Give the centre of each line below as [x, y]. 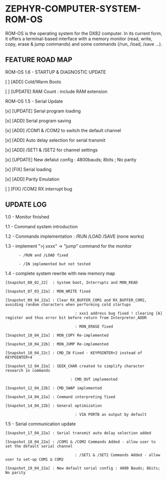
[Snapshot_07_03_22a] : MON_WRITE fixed [48, 291]
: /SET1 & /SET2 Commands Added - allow [117, 455]
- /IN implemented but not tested [55, 264]
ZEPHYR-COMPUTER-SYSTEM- [73, 9]
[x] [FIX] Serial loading [28, 169]
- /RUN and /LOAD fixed [43, 255]
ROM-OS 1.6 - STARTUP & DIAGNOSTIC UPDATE [56, 72]
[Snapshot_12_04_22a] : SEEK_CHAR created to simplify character [75, 366]
